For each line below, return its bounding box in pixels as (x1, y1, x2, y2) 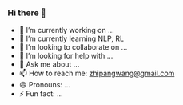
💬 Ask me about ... (18, 59, 80, 69)
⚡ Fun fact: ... (18, 89, 63, 99)
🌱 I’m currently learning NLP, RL (18, 34, 125, 43)
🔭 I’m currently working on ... (18, 26, 114, 35)
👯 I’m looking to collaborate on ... (18, 42, 128, 52)
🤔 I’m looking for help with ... (18, 51, 113, 61)
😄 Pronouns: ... (18, 80, 71, 90)
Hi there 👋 (7, 7, 47, 18)
